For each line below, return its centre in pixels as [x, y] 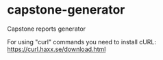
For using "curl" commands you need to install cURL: [81, 42]
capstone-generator [66, 10]
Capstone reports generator [47, 29]
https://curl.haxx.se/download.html [57, 49]
